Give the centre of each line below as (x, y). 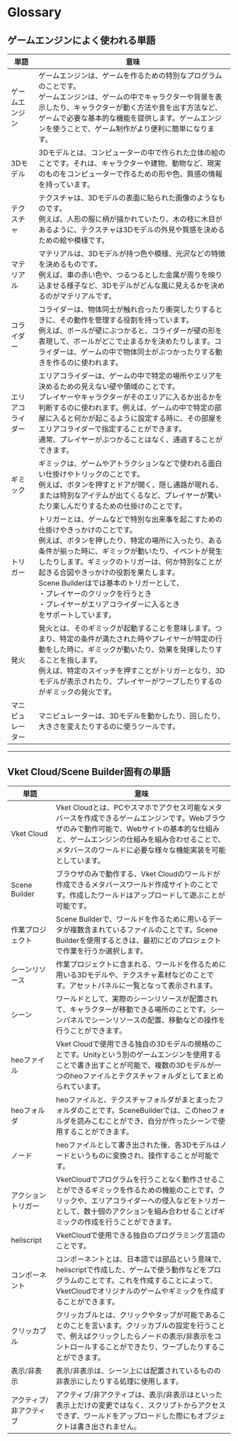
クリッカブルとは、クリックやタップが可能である (137, 1315)
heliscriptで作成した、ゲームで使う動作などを (131, 1270)
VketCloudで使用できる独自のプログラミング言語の (140, 1235)
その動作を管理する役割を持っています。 (126, 320)
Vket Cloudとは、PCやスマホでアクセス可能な (132, 807)
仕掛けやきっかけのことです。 (87, 530)
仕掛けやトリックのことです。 (95, 474)
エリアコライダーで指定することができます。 (112, 429)
